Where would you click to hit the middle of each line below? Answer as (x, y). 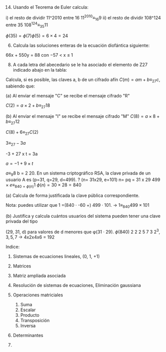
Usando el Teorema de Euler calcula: (51, 7)
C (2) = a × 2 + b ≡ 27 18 (28, 106)
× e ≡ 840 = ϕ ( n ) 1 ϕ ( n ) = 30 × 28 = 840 (44, 185)
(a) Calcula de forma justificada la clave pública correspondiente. (73, 195)
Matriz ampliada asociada (39, 275)
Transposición (35, 320)
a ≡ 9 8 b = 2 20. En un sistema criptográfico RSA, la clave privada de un (78, 174)
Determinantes (28, 335)
